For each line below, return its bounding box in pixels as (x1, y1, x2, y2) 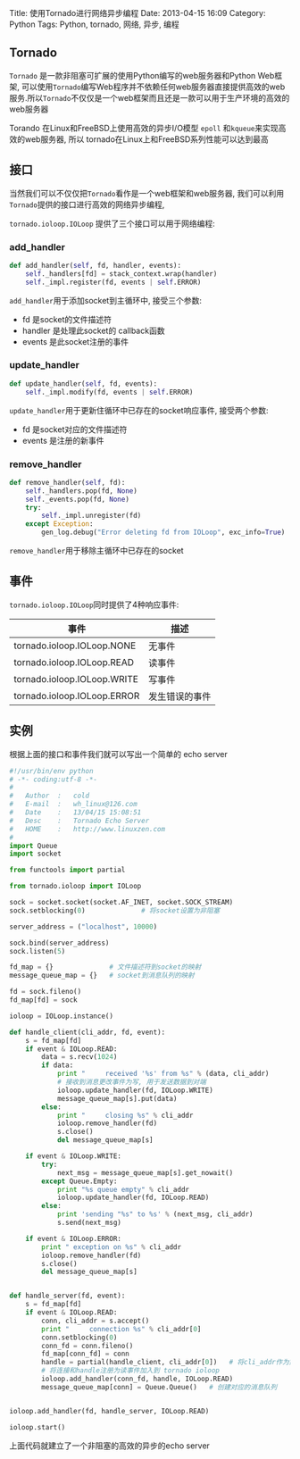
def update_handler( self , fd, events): (9, 379, 158, 388)
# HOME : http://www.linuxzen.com (9, 824, 166, 833)
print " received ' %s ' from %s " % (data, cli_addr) (56, 1070, 270, 1079)
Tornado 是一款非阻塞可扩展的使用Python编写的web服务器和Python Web (9, 70, 275, 80)
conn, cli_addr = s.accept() (41, 1316, 150, 1325)
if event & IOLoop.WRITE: (25, 1152, 122, 1161)
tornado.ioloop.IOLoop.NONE (13, 639, 137, 652)
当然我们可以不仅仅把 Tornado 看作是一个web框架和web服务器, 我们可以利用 (9, 188, 284, 198)
